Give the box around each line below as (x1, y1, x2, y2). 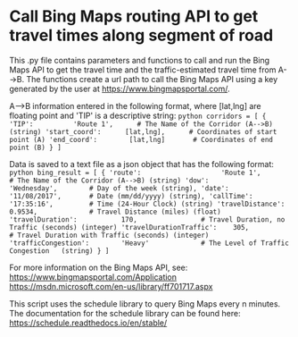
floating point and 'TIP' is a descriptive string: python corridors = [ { (9, 110, 267, 121)
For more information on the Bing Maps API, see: (9, 262, 188, 273)
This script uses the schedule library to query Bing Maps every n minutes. (9, 298, 281, 309)
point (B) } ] (9, 143, 62, 152)
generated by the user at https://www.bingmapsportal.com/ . (9, 83, 230, 94)
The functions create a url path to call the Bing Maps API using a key (26, 73, 278, 84)
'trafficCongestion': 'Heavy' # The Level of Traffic (9, 239, 290, 248)
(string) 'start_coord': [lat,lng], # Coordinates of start (9, 127, 277, 136)
